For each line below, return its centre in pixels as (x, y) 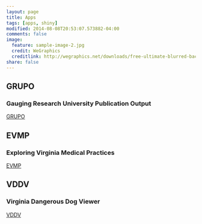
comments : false (26, 34)
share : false (23, 62)
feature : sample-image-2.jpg (48, 46)
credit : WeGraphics (36, 51)
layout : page (23, 12)
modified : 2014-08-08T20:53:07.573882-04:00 (63, 29)
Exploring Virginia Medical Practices (60, 153)
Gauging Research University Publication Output (79, 103)
